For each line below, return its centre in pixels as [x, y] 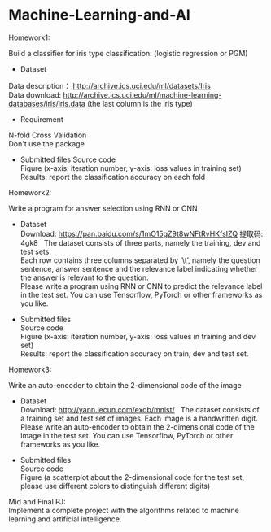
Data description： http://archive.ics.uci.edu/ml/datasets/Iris [110, 85]
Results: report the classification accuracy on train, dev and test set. [134, 353]
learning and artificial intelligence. [65, 519]
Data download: [35, 94]
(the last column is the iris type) [140, 103]
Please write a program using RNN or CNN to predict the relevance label [141, 286]
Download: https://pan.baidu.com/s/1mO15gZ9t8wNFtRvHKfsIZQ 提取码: [142, 233]
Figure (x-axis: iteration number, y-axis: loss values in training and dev [138, 336]
